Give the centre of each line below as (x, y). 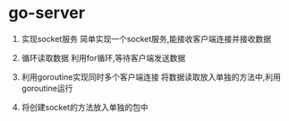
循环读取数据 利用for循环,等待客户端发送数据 (103, 57)
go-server (47, 13)
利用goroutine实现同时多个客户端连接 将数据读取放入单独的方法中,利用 (151, 77)
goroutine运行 (47, 88)
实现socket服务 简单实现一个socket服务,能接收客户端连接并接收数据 (146, 39)
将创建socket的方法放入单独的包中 (85, 107)
